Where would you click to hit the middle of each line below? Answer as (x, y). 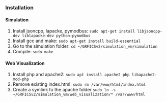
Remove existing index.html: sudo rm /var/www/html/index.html (79, 84)
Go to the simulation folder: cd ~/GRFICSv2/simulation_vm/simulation (85, 46)
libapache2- (144, 75)
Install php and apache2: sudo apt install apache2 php (71, 75)
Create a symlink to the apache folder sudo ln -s (64, 90)
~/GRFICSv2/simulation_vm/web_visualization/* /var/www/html (79, 95)
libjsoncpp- (150, 31)
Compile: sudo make (33, 52)
